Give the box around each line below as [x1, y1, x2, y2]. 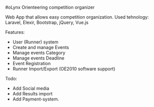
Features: [5, 29, 25, 35]
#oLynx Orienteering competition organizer [5, 5, 95, 10]
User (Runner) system [12, 39, 59, 45]
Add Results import [12, 91, 53, 96]
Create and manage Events [12, 44, 69, 50]
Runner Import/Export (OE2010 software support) [12, 66, 116, 72]
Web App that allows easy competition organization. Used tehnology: [5, 14, 149, 20]
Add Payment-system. [12, 96, 59, 102]
